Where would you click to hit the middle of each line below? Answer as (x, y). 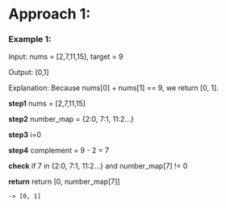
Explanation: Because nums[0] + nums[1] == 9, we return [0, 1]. (114, 88)
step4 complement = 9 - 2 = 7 (59, 151)
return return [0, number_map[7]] (64, 181)
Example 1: (30, 40)
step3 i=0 (25, 135)
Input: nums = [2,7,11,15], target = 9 (66, 56)
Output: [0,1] (29, 73)
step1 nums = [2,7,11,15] (47, 104)
